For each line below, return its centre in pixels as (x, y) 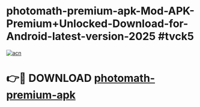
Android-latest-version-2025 (81, 36)
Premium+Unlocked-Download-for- (97, 24)
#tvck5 (176, 36)
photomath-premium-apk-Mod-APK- (101, 11)
